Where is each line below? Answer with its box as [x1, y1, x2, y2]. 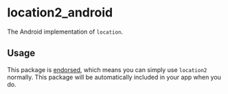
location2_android [7, 5, 113, 21]
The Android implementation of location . [7, 27, 124, 36]
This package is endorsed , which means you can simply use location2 [7, 65, 207, 73]
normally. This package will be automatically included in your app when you [7, 73, 222, 81]
